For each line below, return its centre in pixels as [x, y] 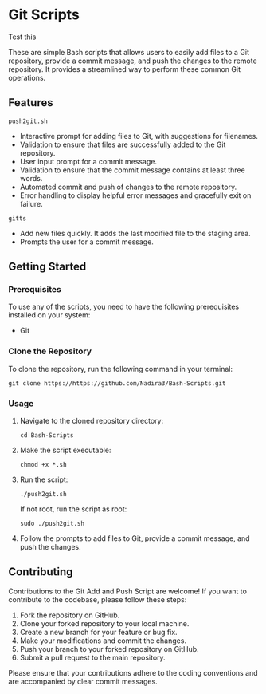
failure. [31, 203]
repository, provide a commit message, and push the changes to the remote [133, 61]
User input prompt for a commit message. [88, 161]
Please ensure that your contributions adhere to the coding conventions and [133, 672]
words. [31, 178]
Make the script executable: [65, 450]
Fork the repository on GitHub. [70, 615]
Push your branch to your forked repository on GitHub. [109, 649]
